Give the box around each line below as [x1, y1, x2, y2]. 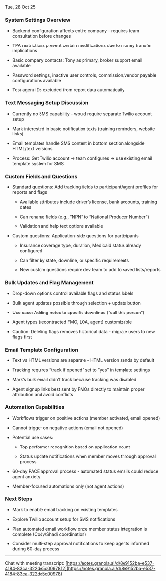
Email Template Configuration [5, 346, 78, 353]
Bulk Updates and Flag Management [5, 279, 94, 286]
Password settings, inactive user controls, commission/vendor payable [12, 72, 157, 78]
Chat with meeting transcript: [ [5, 560, 68, 566]
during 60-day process [12, 546, 60, 552]
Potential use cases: [12, 434, 53, 440]
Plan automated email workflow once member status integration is [12, 526, 147, 532]
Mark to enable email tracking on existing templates [12, 507, 118, 513]
